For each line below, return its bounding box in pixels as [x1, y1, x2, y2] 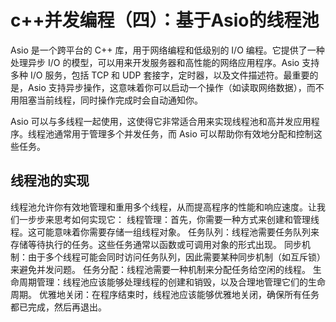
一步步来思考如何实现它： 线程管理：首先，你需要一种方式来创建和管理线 [18, 213, 320, 225]
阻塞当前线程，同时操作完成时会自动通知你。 [18, 94, 203, 106]
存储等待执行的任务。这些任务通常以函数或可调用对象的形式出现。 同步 [10, 238, 302, 250]
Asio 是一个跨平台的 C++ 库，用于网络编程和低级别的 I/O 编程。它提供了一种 [10, 44, 325, 56]
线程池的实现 [10, 172, 90, 190]
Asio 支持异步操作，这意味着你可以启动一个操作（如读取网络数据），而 [27, 81, 316, 93]
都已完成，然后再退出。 [10, 301, 107, 313]
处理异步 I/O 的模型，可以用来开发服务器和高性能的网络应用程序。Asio [10, 56, 300, 68]
